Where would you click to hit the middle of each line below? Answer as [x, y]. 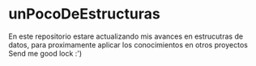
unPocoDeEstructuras [84, 14]
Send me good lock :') [45, 53]
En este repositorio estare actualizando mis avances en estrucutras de [126, 36]
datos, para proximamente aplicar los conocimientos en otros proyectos [128, 44]
